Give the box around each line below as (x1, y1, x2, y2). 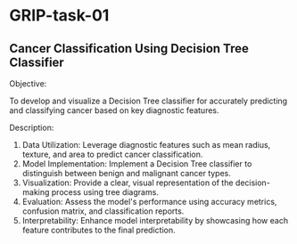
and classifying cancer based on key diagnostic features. (9, 105, 220, 116)
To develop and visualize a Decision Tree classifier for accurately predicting (9, 95, 288, 106)
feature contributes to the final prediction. (21, 224, 176, 235)
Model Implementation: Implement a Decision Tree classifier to (21, 159, 252, 169)
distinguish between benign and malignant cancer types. (21, 168, 232, 178)
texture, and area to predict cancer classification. (21, 149, 203, 159)
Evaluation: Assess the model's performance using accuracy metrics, (21, 197, 277, 207)
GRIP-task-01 (9, 5, 110, 26)
